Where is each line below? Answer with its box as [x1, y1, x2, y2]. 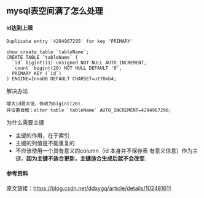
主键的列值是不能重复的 [15, 139, 75, 147]
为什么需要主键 [6, 118, 44, 126]
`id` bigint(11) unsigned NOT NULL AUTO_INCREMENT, [12, 59, 147, 66]
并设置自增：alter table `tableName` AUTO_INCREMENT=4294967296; [6, 107, 172, 113]
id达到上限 [6, 24, 33, 31]
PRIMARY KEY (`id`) [12, 70, 62, 77]
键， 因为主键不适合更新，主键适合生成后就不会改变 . [15, 154, 146, 162]
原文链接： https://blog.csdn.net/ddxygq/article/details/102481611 [6, 185, 171, 192]
